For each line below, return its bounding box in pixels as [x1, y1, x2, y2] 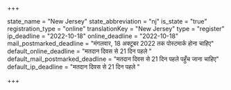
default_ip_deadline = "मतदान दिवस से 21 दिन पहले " [7, 63, 140, 71]
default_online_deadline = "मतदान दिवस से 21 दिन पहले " [7, 47, 153, 55]
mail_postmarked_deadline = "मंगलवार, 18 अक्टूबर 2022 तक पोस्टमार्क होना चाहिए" [7, 39, 214, 47]
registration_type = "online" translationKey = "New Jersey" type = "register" [7, 25, 225, 33]
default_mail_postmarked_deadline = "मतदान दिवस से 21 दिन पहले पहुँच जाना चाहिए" [7, 55, 220, 63]
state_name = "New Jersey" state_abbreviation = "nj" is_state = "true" [7, 17, 207, 25]
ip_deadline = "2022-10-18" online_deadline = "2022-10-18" [7, 32, 179, 40]
